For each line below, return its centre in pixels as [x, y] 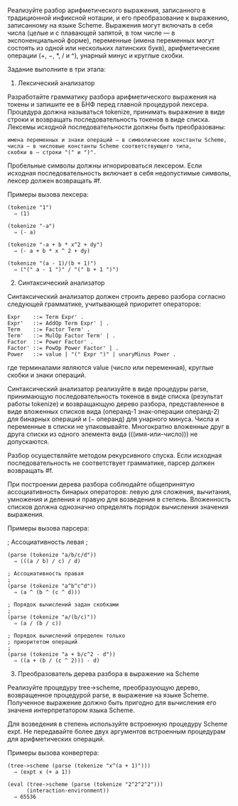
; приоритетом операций [43, 642]
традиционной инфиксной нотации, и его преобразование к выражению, [118, 18]
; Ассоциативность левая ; [48, 542]
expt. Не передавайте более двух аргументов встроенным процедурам [117, 731]
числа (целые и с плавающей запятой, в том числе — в [91, 33]
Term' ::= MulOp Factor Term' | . [61, 336]
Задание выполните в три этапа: [57, 69]
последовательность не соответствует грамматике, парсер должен [111, 463]
